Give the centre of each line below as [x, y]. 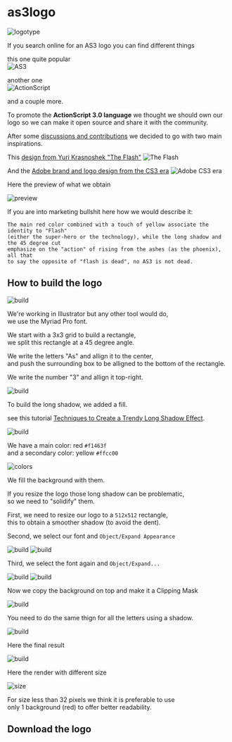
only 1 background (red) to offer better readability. [80, 707]
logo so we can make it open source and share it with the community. [108, 122]
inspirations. [25, 143]
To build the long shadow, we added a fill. [67, 404]
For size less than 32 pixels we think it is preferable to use [91, 699]
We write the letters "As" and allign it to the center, [80, 356]
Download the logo [49, 729]
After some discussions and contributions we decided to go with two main [115, 136]
